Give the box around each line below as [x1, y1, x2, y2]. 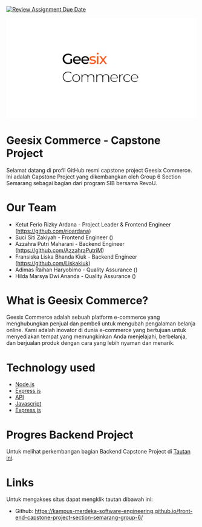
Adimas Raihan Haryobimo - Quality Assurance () [15, 266, 138, 273]
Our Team [6, 200, 57, 214]
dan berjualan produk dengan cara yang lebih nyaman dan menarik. [6, 339, 175, 347]
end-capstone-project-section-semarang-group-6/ [15, 514, 143, 522]
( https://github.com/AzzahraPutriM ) [15, 246, 105, 254]
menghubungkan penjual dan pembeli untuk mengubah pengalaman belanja [6, 320, 196, 327]
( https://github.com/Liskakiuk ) [15, 259, 91, 267]
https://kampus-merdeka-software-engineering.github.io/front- [34, 508, 193, 515]
